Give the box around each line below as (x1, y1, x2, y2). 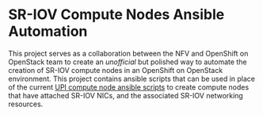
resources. (8, 99, 44, 109)
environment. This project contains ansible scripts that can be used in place (8, 74, 256, 83)
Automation (8, 22, 88, 40)
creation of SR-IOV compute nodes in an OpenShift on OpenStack (8, 65, 223, 75)
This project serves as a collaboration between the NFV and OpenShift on (8, 48, 249, 58)
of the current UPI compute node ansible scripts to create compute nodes (8, 82, 250, 92)
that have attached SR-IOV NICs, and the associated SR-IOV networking (8, 90, 243, 100)
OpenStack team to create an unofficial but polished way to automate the (8, 57, 247, 67)
